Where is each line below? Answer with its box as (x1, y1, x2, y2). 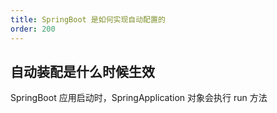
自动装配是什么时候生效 (10, 63, 155, 80)
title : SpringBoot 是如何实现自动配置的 (10, 14, 166, 25)
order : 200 (10, 24, 56, 34)
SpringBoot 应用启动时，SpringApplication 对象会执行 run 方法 (10, 92, 268, 104)
